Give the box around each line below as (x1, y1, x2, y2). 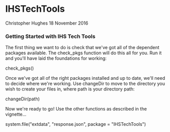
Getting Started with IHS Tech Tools (5, 33, 95, 40)
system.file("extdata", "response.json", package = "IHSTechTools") (5, 121, 147, 127)
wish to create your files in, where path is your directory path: (5, 86, 135, 92)
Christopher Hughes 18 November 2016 (5, 20, 88, 26)
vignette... (5, 111, 27, 118)
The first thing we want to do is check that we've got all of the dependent (5, 45, 160, 51)
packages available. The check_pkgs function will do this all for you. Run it (5, 50, 162, 56)
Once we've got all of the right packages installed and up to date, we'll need (5, 75, 165, 81)
